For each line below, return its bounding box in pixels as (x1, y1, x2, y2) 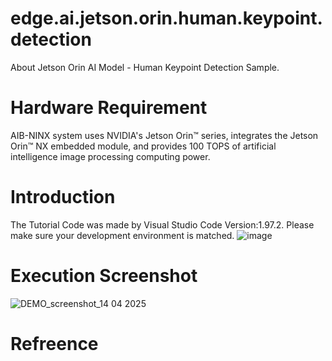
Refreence (10, 332, 99, 355)
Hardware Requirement (10, 97, 208, 119)
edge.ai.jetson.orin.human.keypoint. (10, 7, 323, 30)
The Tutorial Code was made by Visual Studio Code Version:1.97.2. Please (10, 218, 315, 231)
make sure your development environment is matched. (10, 229, 235, 241)
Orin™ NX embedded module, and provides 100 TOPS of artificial (10, 140, 277, 152)
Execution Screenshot (10, 265, 198, 287)
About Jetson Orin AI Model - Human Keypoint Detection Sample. (10, 61, 280, 73)
